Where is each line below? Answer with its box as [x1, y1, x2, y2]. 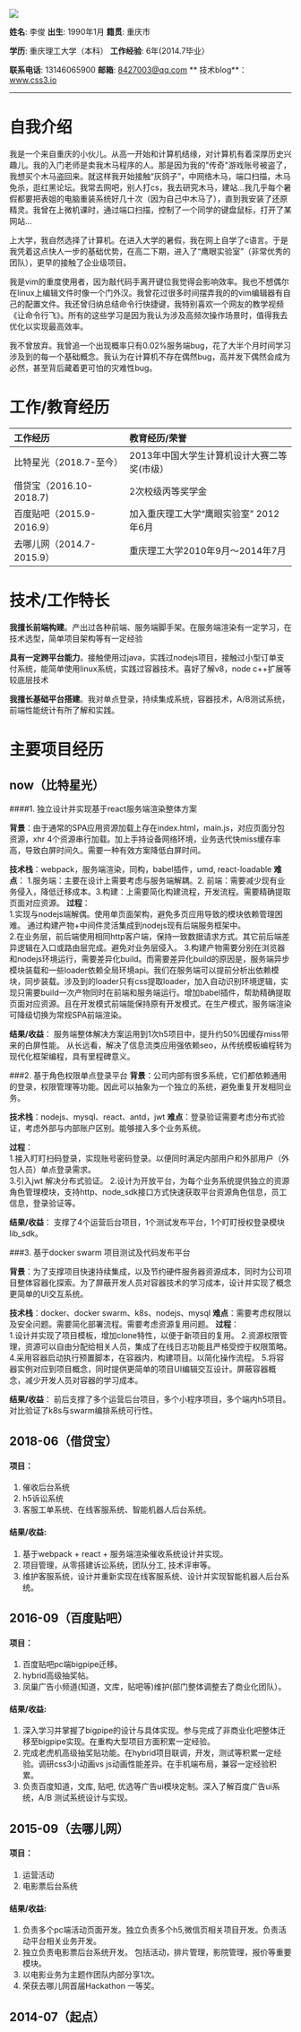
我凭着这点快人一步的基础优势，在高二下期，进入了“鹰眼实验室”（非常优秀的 [9, 246, 291, 256]
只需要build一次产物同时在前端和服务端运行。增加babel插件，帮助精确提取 [16, 987, 291, 998]
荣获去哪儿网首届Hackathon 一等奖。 [21, 1981, 159, 1992]
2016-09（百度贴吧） [9, 1611, 130, 1626]
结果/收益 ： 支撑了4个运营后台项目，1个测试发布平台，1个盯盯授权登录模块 [9, 1216, 285, 1227]
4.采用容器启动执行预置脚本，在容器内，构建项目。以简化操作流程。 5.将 [9, 1352, 277, 1362]
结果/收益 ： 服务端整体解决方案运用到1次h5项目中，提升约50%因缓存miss [9, 1028, 281, 1039]
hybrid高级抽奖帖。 [21, 1670, 94, 1681]
